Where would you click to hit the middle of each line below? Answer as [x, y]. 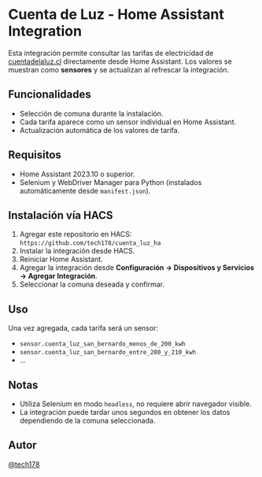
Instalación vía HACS [61, 215]
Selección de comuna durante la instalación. [91, 113]
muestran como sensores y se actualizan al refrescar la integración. [119, 69]
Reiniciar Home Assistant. [61, 259]
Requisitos [35, 155]
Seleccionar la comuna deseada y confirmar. [92, 284]
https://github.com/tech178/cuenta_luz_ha [90, 243]
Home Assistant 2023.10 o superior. [77, 174]
